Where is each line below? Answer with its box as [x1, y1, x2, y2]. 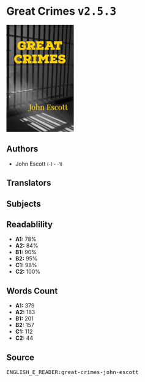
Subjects [6, 199, 41, 209]
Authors [6, 144, 39, 154]
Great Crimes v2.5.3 [6, 4, 117, 18]
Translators [6, 178, 51, 188]
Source [6, 352, 35, 362]
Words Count [6, 285, 58, 296]
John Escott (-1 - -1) [15, 160, 63, 167]
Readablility [6, 219, 53, 230]
